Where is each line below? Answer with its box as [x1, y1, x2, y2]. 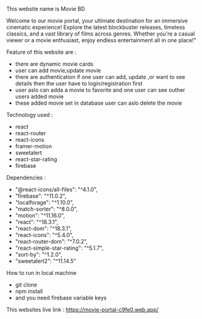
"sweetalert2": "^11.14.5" [15, 257, 76, 265]
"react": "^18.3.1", [15, 219, 59, 225]
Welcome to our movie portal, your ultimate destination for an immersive [6, 17, 188, 24]
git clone [15, 281, 38, 288]
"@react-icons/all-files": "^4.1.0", [15, 186, 98, 193]
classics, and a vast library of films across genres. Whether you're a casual [6, 30, 195, 37]
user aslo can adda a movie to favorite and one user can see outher [15, 86, 186, 94]
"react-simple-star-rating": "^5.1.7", [15, 244, 104, 252]
